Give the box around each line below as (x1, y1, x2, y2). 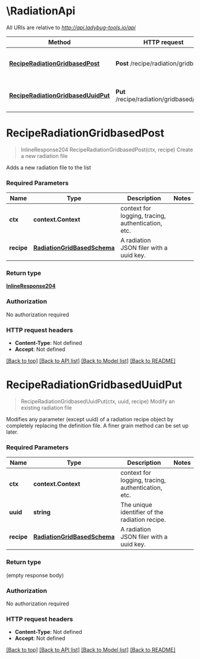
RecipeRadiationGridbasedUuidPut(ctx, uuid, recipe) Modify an (20, 398, 176, 405)
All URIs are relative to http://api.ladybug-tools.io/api (6, 24, 136, 31)
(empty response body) (6, 571, 64, 579)
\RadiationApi (6, 4, 76, 18)
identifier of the (120, 508, 164, 517)
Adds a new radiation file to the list (6, 164, 91, 171)
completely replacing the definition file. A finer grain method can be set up (6, 422, 189, 429)
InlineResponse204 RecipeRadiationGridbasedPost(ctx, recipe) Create (20, 146, 193, 153)
